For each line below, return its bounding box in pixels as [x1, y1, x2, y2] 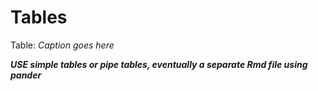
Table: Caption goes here [10, 39, 115, 51]
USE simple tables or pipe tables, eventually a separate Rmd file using [10, 58, 308, 70]
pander [10, 69, 42, 81]
